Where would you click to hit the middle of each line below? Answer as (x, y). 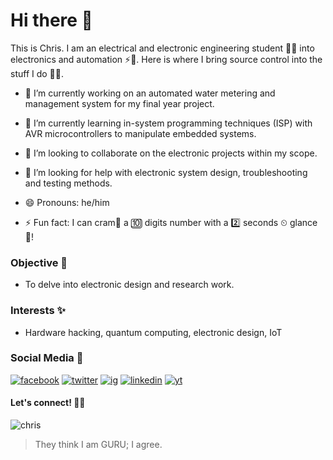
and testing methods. (68, 183)
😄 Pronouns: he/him (67, 202)
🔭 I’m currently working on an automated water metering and (150, 93)
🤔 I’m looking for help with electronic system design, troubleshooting (166, 172)
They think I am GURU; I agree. (98, 445)
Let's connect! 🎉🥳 (48, 403)
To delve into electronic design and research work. (129, 285)
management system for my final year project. (119, 103)
